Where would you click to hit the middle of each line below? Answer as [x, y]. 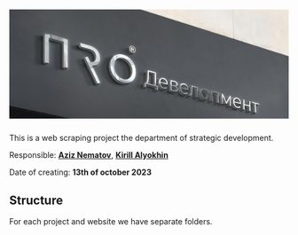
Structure [36, 200]
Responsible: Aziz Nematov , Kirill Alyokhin [89, 155]
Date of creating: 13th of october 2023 [81, 172]
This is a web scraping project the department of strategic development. [141, 138]
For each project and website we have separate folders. [111, 221]
